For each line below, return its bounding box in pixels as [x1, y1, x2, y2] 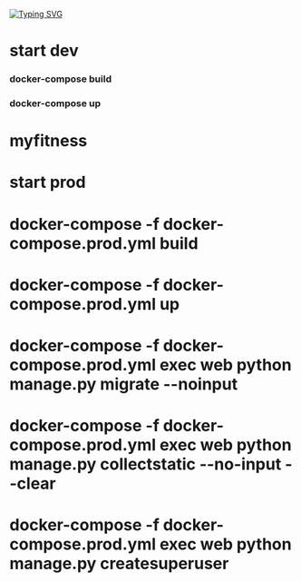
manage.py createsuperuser [9, 554, 229, 574]
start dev [9, 41, 79, 61]
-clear [9, 473, 56, 494]
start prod [9, 173, 86, 192]
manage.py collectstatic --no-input [9, 454, 282, 475]
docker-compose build [9, 73, 112, 85]
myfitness [9, 131, 88, 152]
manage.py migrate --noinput [9, 373, 238, 394]
